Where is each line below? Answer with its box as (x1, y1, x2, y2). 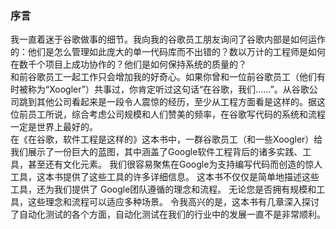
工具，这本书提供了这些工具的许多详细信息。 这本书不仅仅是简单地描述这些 (10, 171, 320, 183)
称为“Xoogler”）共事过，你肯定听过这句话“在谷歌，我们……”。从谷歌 (27, 83, 310, 96)
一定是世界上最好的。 (10, 121, 98, 133)
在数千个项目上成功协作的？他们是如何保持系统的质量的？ (10, 58, 247, 71)
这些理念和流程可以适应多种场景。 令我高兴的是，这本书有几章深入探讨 (27, 196, 320, 208)
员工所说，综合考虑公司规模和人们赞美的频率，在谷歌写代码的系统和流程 (27, 108, 326, 121)
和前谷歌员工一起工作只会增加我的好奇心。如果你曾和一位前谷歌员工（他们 (10, 71, 317, 83)
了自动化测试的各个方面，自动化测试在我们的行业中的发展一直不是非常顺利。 (10, 208, 326, 221)
